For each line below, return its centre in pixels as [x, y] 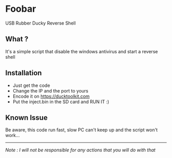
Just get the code [31, 85]
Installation [24, 73]
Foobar [21, 9]
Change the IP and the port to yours [50, 91]
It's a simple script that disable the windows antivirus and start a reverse [82, 51]
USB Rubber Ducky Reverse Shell [40, 23]
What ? [17, 39]
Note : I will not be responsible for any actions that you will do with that [80, 150]
